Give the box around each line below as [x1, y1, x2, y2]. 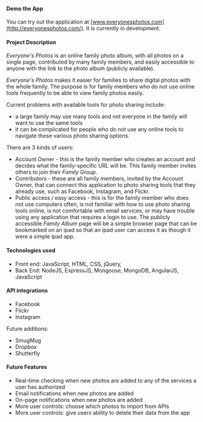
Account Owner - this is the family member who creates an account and [15, 156, 196, 163]
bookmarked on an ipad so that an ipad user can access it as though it [15, 226, 191, 234]
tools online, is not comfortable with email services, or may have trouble [15, 207, 195, 214]
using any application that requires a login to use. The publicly [15, 214, 171, 221]
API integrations [6, 287, 48, 294]
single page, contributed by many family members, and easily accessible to [6, 58, 195, 66]
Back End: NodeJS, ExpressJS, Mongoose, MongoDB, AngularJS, [15, 266, 179, 274]
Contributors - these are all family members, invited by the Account [15, 175, 184, 182]
